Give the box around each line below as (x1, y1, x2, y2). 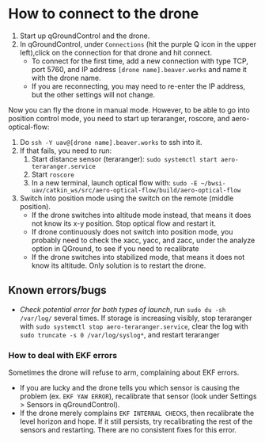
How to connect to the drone (8, 5, 199, 23)
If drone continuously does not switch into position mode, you (31, 227, 233, 236)
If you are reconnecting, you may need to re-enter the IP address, (31, 81, 246, 91)
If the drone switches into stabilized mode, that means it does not (31, 252, 245, 261)
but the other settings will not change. (31, 90, 156, 99)
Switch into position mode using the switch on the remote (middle (19, 193, 234, 203)
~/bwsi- (200, 179, 226, 187)
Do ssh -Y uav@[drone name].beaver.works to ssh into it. (19, 137, 203, 147)
